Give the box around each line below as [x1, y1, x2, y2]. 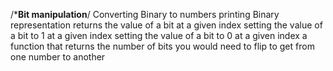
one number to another [10, 51, 106, 63]
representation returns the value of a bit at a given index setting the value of [10, 19, 323, 31]
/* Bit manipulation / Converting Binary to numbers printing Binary [10, 9, 280, 20]
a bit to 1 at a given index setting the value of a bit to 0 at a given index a [10, 30, 308, 41]
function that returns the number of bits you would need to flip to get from [10, 40, 315, 52]
